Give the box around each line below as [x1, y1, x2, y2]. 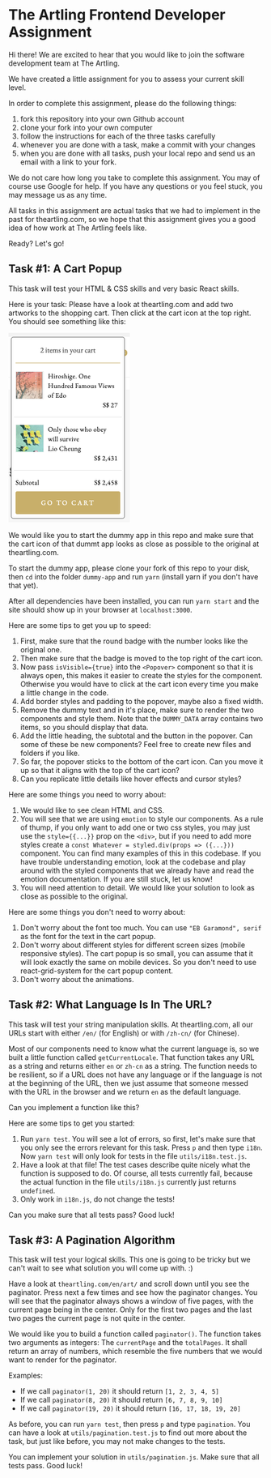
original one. [19, 644, 62, 654]
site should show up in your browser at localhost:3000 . [8, 604, 193, 614]
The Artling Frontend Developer [8, 6, 226, 24]
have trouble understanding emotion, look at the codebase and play [19, 856, 247, 866]
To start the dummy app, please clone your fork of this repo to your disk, [8, 563, 251, 573]
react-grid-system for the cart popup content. [19, 966, 174, 976]
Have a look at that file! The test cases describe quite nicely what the [19, 1160, 251, 1169]
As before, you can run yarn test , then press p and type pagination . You [8, 1420, 251, 1429]
